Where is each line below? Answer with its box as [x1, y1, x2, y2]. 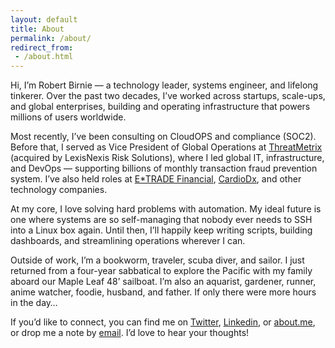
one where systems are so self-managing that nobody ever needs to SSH [10, 214, 313, 226]
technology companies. [10, 184, 108, 196]
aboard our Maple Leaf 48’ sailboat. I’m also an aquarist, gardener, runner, [10, 276, 317, 288]
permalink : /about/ [10, 33, 92, 43]
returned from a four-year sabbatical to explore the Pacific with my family [10, 265, 313, 277]
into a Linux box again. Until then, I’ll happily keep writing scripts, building [10, 224, 313, 236]
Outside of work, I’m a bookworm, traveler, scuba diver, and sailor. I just [10, 254, 305, 266]
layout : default [10, 14, 78, 25]
